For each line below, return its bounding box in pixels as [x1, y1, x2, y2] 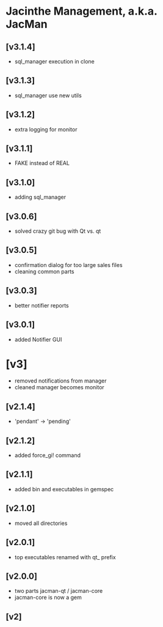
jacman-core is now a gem [14, 594, 82, 601]
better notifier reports [14, 301, 69, 309]
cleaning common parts [14, 268, 74, 275]
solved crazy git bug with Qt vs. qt [14, 227, 101, 235]
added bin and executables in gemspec [14, 485, 114, 493]
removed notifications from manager [14, 377, 107, 384]
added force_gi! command [14, 452, 81, 459]
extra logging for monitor [14, 125, 78, 133]
